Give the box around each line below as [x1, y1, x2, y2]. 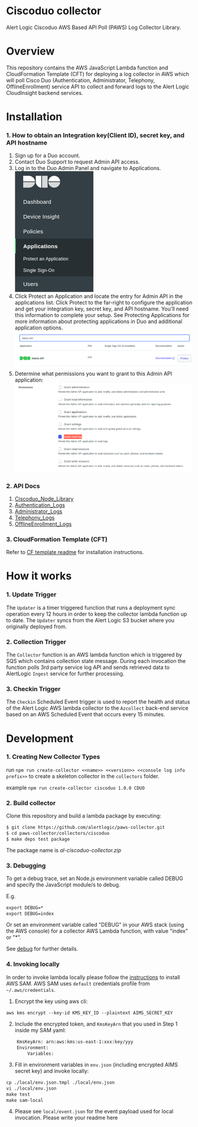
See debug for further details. [6, 945, 79, 952]
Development [6, 732, 74, 745]
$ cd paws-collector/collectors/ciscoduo [6, 831, 110, 837]
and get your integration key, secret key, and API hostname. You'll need [14, 305, 189, 312]
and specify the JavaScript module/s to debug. [6, 881, 121, 888]
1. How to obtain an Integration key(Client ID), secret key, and [6, 131, 185, 139]
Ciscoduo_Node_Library [14, 495, 74, 502]
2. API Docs [6, 482, 40, 490]
